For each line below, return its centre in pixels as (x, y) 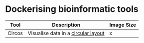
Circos (15, 33)
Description (66, 25)
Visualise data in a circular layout (66, 33)
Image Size (123, 25)
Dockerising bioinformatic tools (72, 9)
